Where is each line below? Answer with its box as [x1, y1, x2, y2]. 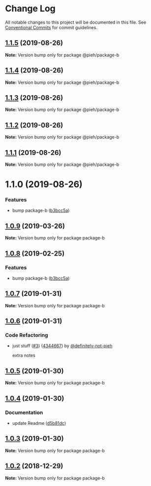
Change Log [5, 3, 56, 14]
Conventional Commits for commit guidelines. [5, 24, 97, 30]
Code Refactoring [5, 332, 48, 338]
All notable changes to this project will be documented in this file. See [5, 19, 147, 25]
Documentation [5, 409, 43, 416]
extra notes [12, 352, 35, 358]
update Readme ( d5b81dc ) [12, 420, 66, 426]
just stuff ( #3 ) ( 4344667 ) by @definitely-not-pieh [12, 343, 113, 349]
